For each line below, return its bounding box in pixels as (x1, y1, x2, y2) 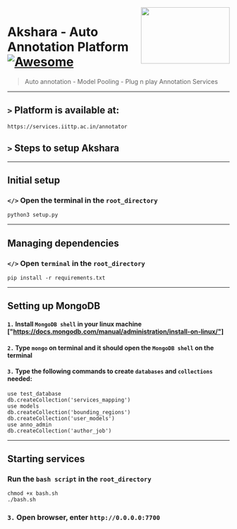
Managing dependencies (7, 237, 120, 249)
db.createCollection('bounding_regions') (7, 408, 131, 415)
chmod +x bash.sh (7, 490, 59, 497)
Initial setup (7, 174, 61, 186)
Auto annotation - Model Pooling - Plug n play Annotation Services (24, 77, 219, 85)
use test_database (7, 390, 61, 397)
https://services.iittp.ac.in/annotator (7, 123, 128, 130)
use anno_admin (7, 421, 52, 428)
